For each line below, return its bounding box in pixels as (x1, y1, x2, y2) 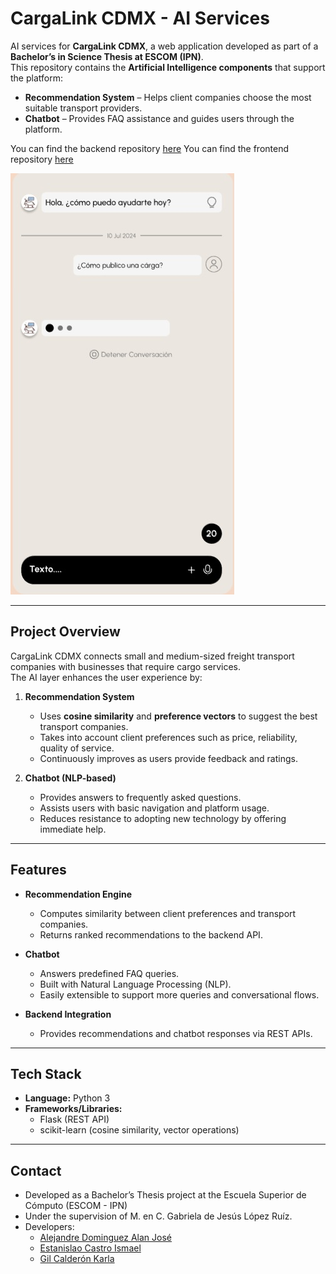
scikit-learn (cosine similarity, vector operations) (39, 1124, 240, 1136)
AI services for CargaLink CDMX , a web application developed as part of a (10, 40, 319, 52)
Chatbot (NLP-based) (24, 772, 117, 784)
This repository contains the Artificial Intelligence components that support (10, 61, 326, 73)
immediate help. (39, 823, 107, 835)
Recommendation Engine (24, 888, 132, 900)
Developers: (24, 1221, 75, 1233)
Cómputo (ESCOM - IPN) (24, 1200, 128, 1212)
